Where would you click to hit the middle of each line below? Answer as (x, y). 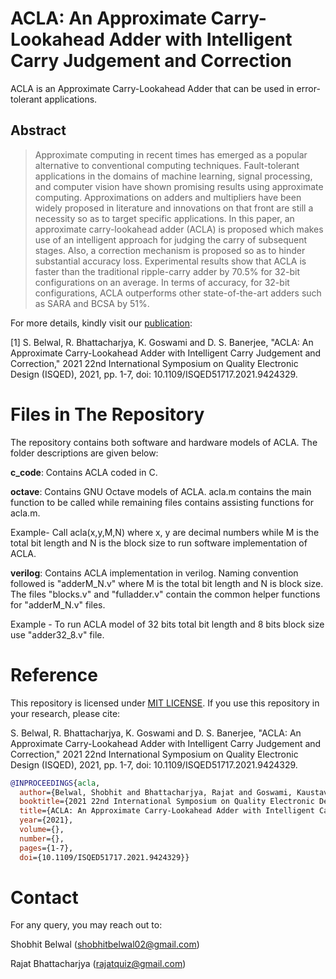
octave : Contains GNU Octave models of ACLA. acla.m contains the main (161, 491)
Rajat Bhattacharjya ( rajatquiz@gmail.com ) (98, 964)
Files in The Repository (107, 414)
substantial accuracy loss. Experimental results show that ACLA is (170, 261)
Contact (44, 897)
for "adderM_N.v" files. (58, 604)
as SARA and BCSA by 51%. (92, 303)
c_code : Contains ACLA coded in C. (84, 472)
